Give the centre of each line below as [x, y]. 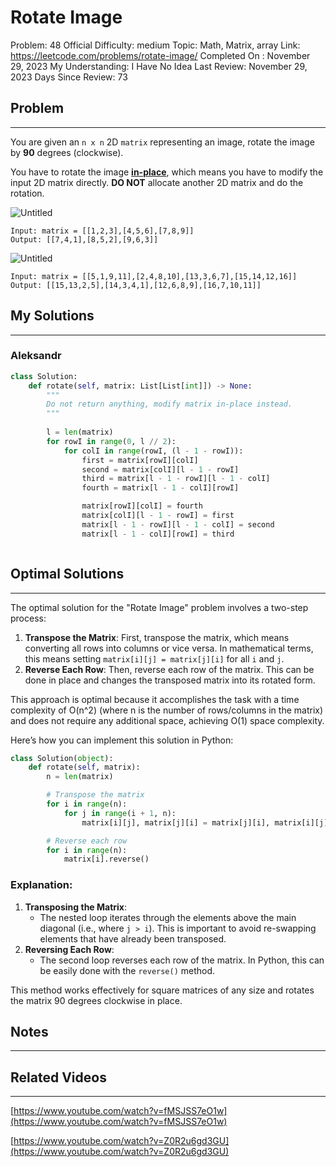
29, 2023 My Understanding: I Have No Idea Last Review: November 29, [159, 66]
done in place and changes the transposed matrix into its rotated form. [170, 680]
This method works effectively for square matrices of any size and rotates [162, 990]
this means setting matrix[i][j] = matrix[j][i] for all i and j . [154, 658]
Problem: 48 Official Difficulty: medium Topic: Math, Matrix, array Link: [155, 45]
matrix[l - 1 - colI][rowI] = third [158, 534]
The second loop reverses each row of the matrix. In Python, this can [182, 960]
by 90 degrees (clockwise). [67, 152]
